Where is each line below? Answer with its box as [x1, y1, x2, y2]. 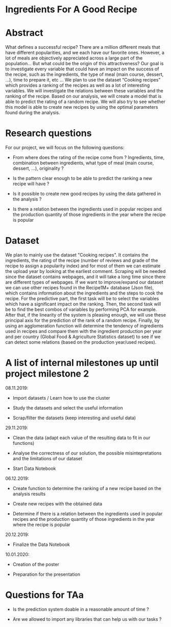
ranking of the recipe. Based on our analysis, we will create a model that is [5, 93, 162, 100]
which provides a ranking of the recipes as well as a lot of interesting [5, 82, 150, 88]
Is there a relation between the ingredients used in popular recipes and [12, 206, 162, 212]
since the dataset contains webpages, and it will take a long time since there [5, 273, 166, 280]
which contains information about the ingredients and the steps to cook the [5, 290, 163, 296]
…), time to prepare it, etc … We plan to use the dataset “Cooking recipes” [5, 77, 161, 83]
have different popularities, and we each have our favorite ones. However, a [5, 50, 165, 56]
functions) [12, 440, 35, 446]
